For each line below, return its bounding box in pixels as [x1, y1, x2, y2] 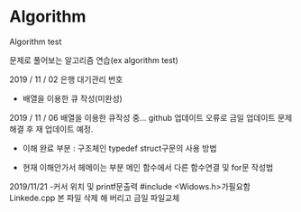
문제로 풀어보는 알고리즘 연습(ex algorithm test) [9, 54, 178, 65]
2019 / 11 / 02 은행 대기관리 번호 [9, 74, 123, 85]
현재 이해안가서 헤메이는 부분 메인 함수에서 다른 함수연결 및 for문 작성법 [22, 161, 274, 172]
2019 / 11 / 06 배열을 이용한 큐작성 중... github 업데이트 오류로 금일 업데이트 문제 [9, 112, 293, 123]
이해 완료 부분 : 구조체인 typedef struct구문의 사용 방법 [22, 143, 217, 153]
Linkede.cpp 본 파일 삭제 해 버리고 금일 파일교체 [9, 192, 180, 203]
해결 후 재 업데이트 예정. [9, 124, 94, 134]
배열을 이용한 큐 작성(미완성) [22, 93, 123, 104]
